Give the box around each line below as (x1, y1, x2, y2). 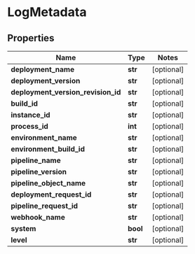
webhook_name (11, 213, 65, 222)
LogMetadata (7, 4, 87, 20)
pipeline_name (11, 155, 61, 165)
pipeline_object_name (11, 178, 86, 188)
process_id (11, 122, 49, 131)
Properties (7, 32, 55, 44)
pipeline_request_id (11, 201, 79, 211)
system (11, 224, 36, 233)
